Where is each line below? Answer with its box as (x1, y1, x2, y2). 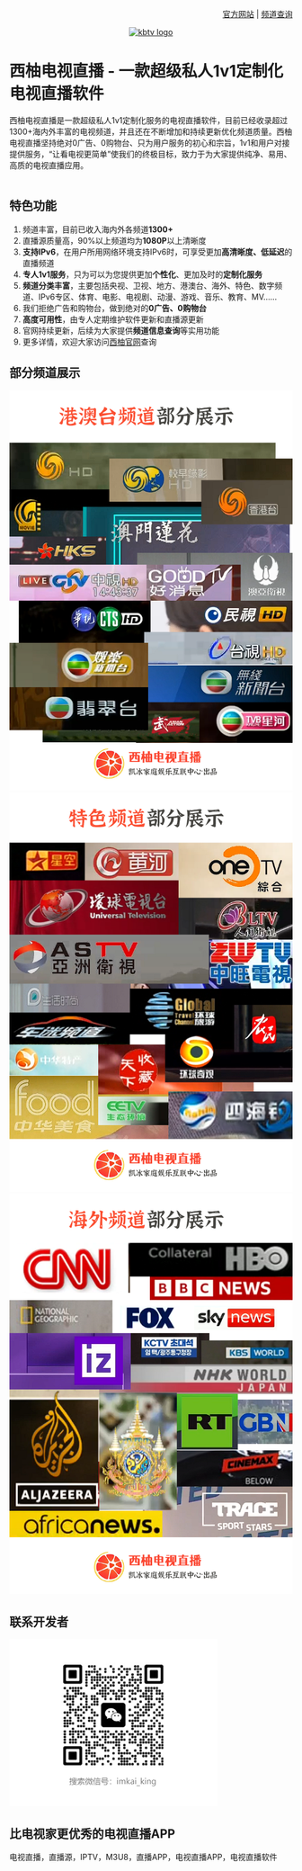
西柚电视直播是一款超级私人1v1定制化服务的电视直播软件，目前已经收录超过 (9, 114, 289, 125)
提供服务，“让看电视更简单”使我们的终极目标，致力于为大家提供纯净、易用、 (9, 148, 292, 159)
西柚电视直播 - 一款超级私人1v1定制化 (9, 61, 284, 82)
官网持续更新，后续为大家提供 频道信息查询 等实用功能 (22, 325, 220, 336)
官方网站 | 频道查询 (222, 9, 293, 19)
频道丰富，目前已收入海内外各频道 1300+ (22, 224, 173, 235)
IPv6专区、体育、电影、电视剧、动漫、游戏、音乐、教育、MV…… (38, 291, 278, 302)
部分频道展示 (9, 365, 81, 380)
